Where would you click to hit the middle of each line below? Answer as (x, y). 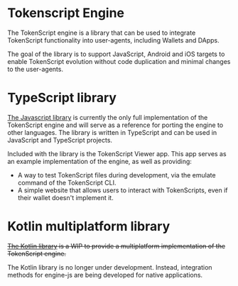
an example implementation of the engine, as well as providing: (99, 161)
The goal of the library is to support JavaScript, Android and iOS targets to (116, 54)
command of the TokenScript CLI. (67, 182)
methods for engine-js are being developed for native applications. (105, 275)
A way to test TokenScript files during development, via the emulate (117, 175)
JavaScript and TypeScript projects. (60, 140)
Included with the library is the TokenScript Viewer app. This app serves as (117, 153)
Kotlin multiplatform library (89, 227)
